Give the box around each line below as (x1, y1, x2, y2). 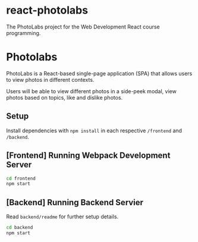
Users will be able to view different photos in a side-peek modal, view (6, 87, 177, 95)
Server (6, 160, 32, 170)
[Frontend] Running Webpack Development (6, 151, 171, 161)
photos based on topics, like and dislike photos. (6, 94, 123, 101)
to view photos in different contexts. (6, 76, 95, 83)
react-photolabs (6, 4, 88, 17)
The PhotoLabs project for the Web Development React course (6, 23, 160, 30)
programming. (6, 29, 41, 36)
